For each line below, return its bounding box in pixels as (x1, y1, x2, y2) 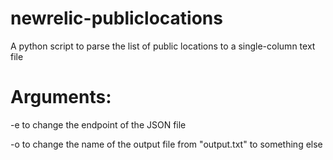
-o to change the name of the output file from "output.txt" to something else (10, 138, 323, 150)
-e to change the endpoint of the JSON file (10, 118, 187, 131)
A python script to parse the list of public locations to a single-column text (10, 40, 316, 52)
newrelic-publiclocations (10, 7, 223, 30)
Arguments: (10, 86, 112, 109)
